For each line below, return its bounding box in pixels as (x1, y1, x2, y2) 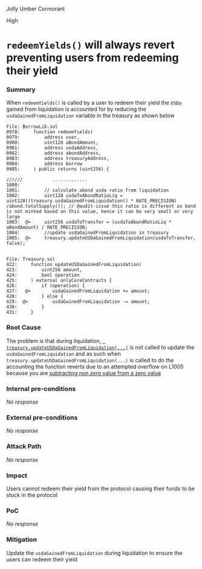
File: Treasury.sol (6, 256, 56, 262)
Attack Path (6, 442, 42, 451)
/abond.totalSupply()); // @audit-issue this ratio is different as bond (6, 203, 197, 210)
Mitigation (6, 536, 37, 544)
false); (6, 241, 26, 247)
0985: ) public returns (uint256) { (6, 166, 110, 172)
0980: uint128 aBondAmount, (6, 139, 99, 146)
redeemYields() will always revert (6, 38, 175, 52)
